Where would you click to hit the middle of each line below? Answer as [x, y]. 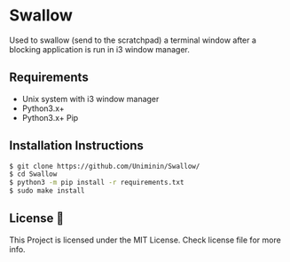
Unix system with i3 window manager [90, 99]
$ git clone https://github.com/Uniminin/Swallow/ [105, 166]
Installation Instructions [77, 146]
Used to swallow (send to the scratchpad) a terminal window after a [133, 40]
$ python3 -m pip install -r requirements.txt [97, 183]
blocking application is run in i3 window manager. [100, 49]
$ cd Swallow [33, 174]
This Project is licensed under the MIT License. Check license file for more [145, 240]
